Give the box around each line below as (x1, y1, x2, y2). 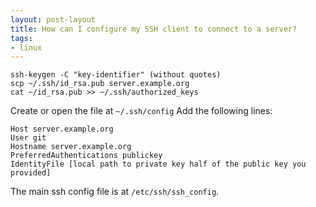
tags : (10, 33, 33, 43)
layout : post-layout (10, 14, 97, 25)
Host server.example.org (10, 124, 114, 135)
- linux (10, 42, 43, 53)
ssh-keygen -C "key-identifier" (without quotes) (10, 70, 222, 80)
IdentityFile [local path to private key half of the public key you (10, 159, 307, 170)
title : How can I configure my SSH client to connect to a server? (10, 24, 298, 34)
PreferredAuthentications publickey (10, 151, 163, 161)
